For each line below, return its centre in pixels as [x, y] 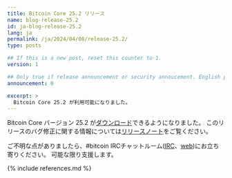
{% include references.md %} [49, 168]
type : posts [24, 46]
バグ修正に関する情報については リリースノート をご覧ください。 [121, 131]
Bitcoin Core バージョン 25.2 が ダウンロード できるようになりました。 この [113, 123]
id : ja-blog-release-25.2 [44, 26]
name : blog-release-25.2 [43, 20]
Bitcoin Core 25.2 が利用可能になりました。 [72, 102]
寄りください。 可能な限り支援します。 [62, 155]
